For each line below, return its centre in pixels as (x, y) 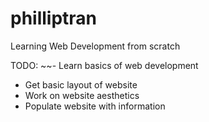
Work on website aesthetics (82, 95)
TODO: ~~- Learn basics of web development (104, 65)
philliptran (54, 18)
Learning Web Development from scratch (95, 46)
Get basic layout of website (81, 84)
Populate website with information (95, 106)
